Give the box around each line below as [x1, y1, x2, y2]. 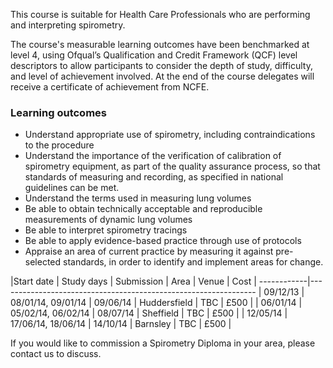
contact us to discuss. [10, 348, 102, 360]
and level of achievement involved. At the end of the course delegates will [10, 70, 315, 82]
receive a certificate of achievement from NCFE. [10, 81, 210, 93]
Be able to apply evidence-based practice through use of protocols [24, 235, 302, 247]
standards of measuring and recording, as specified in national [24, 171, 284, 183]
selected [24, 256, 62, 268]
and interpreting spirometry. [10, 19, 126, 31]
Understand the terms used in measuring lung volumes [24, 192, 252, 204]
